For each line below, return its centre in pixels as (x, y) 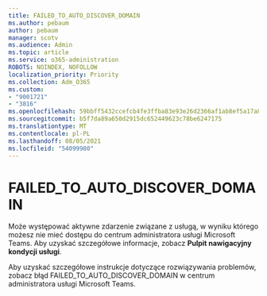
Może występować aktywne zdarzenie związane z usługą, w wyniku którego (133, 226)
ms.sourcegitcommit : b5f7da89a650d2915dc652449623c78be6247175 (115, 119)
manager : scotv (33, 38)
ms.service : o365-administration (64, 60)
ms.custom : (26, 89)
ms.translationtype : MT (48, 126)
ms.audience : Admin (41, 45)
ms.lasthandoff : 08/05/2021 (55, 141)
